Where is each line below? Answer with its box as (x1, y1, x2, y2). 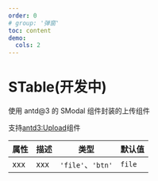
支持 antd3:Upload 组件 (8, 123, 81, 132)
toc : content (8, 26, 52, 34)
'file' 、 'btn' (60, 159, 114, 171)
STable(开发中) (8, 78, 107, 96)
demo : (8, 33, 26, 42)
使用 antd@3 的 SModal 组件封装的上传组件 (8, 106, 150, 116)
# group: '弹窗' (8, 19, 60, 27)
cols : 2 (15, 41, 41, 49)
